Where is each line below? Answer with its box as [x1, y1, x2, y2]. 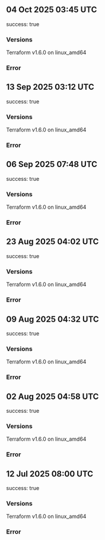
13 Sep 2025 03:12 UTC [6, 82, 94, 92]
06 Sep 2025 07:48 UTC [6, 159, 98, 169]
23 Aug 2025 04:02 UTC [6, 237, 99, 247]
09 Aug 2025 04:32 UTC [6, 314, 99, 324]
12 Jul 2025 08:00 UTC [6, 469, 94, 479]
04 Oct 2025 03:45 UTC [6, 5, 97, 15]
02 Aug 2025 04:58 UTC [6, 391, 99, 401]
